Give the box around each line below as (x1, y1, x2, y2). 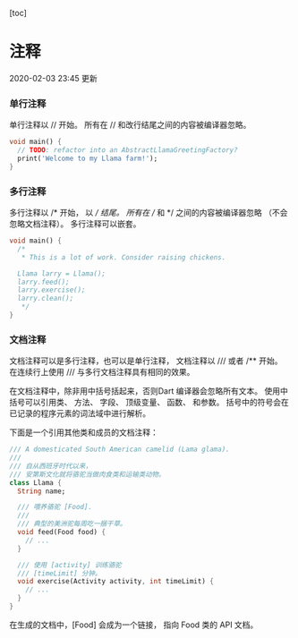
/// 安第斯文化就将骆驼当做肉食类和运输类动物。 (9, 470, 166, 479)
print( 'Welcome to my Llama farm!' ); (17, 154, 158, 163)
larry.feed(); (17, 277, 70, 286)
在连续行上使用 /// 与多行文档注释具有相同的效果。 (9, 367, 195, 378)
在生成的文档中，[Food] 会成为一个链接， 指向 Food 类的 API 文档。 (9, 619, 259, 630)
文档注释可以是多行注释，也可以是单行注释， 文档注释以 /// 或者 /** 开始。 (9, 355, 283, 366)
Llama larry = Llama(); (17, 268, 106, 278)
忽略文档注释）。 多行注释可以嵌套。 (9, 218, 141, 229)
